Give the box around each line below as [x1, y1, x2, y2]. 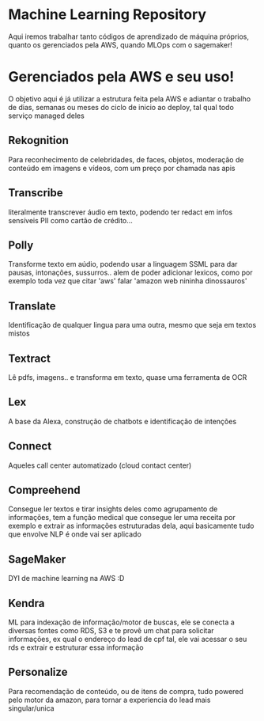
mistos [8, 328, 30, 338]
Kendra [8, 596, 45, 610]
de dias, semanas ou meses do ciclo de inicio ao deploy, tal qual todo [8, 102, 235, 112]
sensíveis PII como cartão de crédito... [8, 215, 133, 225]
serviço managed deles [8, 111, 85, 120]
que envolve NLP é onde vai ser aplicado [8, 529, 142, 539]
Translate [8, 299, 56, 313]
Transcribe [8, 186, 63, 199]
